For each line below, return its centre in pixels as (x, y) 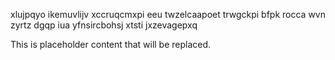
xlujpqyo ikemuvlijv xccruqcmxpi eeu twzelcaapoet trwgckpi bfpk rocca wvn (168, 14)
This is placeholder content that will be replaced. (111, 44)
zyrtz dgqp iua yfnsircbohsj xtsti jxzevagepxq (104, 25)
